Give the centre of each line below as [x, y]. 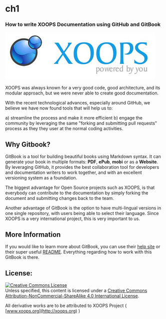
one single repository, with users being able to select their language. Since [82, 214]
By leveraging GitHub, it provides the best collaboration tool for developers [82, 167]
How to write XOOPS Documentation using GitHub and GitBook [83, 25]
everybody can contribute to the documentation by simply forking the [77, 193]
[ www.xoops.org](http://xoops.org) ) [43, 311]
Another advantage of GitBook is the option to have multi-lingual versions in [83, 208]
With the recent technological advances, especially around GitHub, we [78, 103]
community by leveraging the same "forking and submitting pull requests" [81, 123]
